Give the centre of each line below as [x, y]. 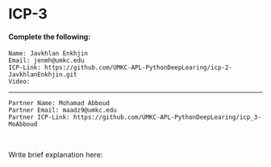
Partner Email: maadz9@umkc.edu [63, 110]
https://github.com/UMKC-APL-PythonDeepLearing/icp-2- [138, 68]
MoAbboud [23, 124]
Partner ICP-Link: [39, 117]
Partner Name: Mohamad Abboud [59, 104]
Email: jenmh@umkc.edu [46, 61]
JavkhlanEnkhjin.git [43, 75]
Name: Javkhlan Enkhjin [48, 54]
